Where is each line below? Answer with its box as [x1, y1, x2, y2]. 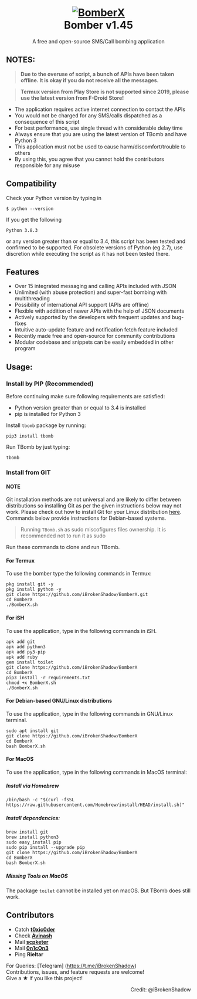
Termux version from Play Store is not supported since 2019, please [20, 88, 189, 95]
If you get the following [6, 216, 62, 223]
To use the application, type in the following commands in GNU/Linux [6, 710, 173, 717]
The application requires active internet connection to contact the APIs [14, 106, 186, 113]
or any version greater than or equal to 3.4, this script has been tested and [6, 238, 186, 245]
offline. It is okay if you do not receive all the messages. [20, 76, 159, 84]
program [14, 345, 36, 352]
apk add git [6, 639, 35, 645]
